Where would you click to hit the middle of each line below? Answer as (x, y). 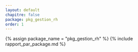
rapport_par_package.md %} (36, 44)
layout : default (22, 10)
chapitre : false (22, 15)
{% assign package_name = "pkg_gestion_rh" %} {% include (69, 39)
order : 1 (15, 24)
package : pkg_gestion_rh (32, 19)
